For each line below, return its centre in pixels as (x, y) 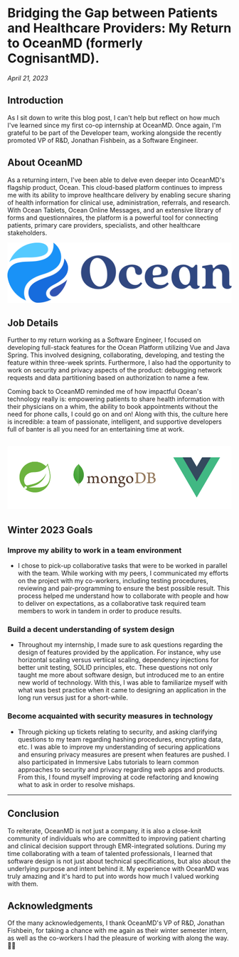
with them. (23, 884)
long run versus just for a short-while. (73, 697)
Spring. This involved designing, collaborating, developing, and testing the (116, 355)
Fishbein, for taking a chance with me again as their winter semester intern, (118, 931)
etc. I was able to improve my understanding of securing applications (119, 747)
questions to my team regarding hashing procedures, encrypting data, (120, 739)
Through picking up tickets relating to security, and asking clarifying (117, 732)
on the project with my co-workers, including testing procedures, (113, 581)
